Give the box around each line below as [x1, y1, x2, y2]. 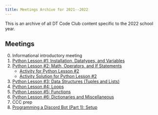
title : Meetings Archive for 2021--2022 [5, 7, 89, 12]
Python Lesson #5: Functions [12, 89, 71, 95]
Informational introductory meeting [12, 53, 82, 58]
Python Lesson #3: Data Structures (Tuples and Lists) [12, 78, 120, 84]
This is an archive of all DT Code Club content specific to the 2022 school [5, 20, 154, 26]
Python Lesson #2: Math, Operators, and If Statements [12, 63, 122, 69]
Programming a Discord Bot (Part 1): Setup [12, 104, 98, 110]
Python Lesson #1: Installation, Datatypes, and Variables [12, 58, 125, 64]
